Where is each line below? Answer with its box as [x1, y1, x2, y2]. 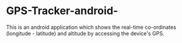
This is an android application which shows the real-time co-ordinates [6, 24, 176, 31]
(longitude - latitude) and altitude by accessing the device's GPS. [6, 29, 164, 37]
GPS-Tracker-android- [6, 4, 118, 18]
